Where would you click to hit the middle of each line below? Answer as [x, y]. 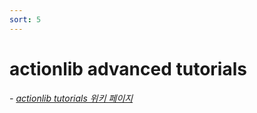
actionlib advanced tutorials [128, 68]
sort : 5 [25, 19]
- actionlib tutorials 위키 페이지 [71, 98]
